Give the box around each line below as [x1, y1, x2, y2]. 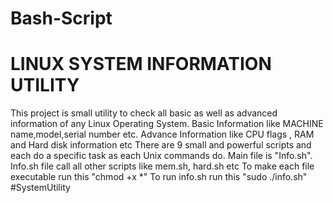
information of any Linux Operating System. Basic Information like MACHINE [10, 118, 324, 130]
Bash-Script [10, 7, 113, 30]
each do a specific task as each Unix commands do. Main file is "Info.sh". [10, 150, 313, 162]
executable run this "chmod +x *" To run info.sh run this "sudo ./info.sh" [10, 171, 308, 183]
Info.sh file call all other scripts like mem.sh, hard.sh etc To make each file [10, 160, 315, 172]
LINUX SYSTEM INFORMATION [10, 53, 272, 76]
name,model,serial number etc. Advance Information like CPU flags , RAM [10, 128, 315, 141]
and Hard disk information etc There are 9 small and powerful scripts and [10, 139, 312, 151]
